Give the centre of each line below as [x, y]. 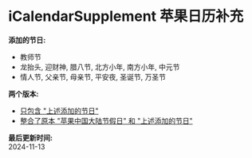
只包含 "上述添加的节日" [59, 111]
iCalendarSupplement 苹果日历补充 [126, 16]
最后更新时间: [31, 137]
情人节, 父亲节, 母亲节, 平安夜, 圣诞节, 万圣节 [93, 77]
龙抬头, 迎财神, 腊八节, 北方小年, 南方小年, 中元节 [100, 67]
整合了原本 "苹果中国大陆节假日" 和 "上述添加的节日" [106, 120]
